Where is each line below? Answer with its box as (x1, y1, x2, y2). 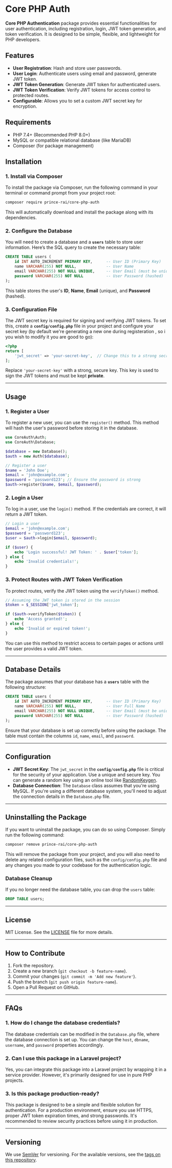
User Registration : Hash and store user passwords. (12, 65, 122, 71)
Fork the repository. (12, 962, 55, 968)
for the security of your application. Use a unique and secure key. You (12, 771, 160, 777)
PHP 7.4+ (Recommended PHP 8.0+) (12, 131, 91, 138)
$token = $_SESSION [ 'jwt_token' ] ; (5, 602, 79, 608)
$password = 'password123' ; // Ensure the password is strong (5, 477, 141, 482)
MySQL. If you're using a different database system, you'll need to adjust (12, 788, 167, 794)
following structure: (5, 684, 47, 690)
